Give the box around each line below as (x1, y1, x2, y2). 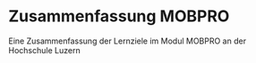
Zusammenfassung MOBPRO (8, 6, 230, 27)
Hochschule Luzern (8, 44, 81, 55)
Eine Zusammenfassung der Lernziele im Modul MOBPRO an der (8, 35, 247, 46)
